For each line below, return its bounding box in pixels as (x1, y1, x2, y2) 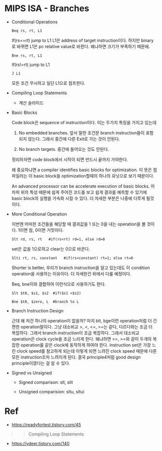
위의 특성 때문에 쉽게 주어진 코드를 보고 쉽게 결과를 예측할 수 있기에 (20, 189, 147, 195)
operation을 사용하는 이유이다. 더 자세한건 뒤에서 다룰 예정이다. (11, 271, 132, 276)
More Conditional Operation (11, 211, 67, 217)
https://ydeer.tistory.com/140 (11, 440, 70, 446)
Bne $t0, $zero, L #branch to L (11, 299, 79, 304)
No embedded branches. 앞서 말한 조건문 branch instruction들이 (18, 129, 145, 136)
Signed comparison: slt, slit (18, 379, 73, 385)
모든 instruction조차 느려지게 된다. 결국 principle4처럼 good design (11, 354, 141, 360)
